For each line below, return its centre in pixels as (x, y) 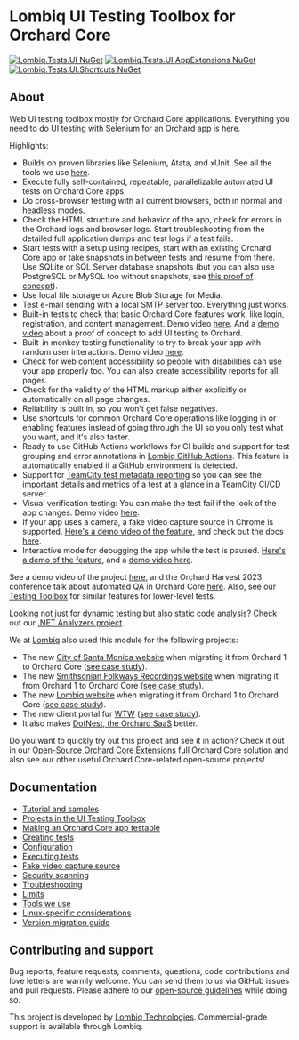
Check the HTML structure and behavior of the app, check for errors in (152, 219)
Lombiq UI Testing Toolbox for (122, 16)
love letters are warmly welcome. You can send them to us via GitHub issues (149, 981)
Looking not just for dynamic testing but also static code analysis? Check (143, 613)
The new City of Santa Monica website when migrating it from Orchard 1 (154, 657)
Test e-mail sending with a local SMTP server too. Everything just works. (155, 304)
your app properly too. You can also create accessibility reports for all (150, 370)
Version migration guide (66, 922)
